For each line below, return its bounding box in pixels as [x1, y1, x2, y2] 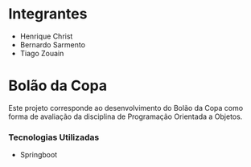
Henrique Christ [19, 31, 73, 41]
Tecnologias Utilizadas [8, 132, 100, 143]
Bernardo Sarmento [19, 39, 86, 49]
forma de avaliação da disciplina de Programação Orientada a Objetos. [8, 112, 243, 121]
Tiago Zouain [19, 48, 64, 58]
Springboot [19, 150, 58, 160]
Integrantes [8, 5, 88, 23]
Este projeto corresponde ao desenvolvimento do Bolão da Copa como [8, 103, 244, 112]
